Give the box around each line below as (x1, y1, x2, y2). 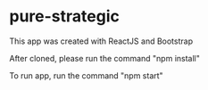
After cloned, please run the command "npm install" (9, 53, 201, 63)
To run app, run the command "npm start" (9, 70, 163, 81)
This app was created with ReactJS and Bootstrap (9, 36, 194, 46)
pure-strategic (9, 6, 121, 27)
